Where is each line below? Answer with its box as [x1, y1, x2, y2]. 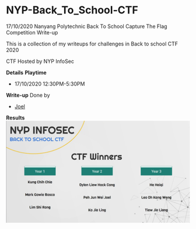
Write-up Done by [6, 91, 51, 98]
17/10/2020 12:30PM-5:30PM [14, 80, 85, 87]
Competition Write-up [6, 29, 58, 36]
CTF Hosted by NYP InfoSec [6, 58, 75, 65]
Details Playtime [6, 69, 47, 76]
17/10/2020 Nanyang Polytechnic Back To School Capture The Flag [6, 23, 167, 30]
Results [6, 114, 25, 121]
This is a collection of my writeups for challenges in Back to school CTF [6, 40, 178, 47]
